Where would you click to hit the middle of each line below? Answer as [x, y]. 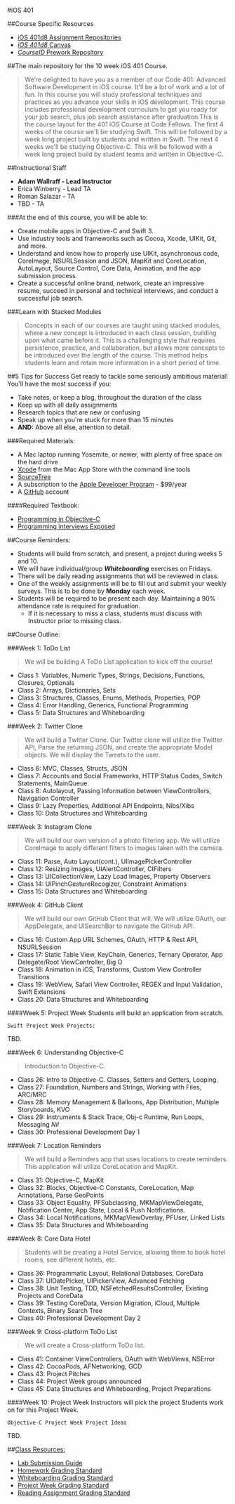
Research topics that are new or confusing [79, 412]
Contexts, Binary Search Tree [60, 1310]
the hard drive [38, 462]
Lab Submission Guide [50, 1463]
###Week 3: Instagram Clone [50, 827]
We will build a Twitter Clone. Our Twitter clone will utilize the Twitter [123, 740]
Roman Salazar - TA [46, 196]
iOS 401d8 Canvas [44, 45]
